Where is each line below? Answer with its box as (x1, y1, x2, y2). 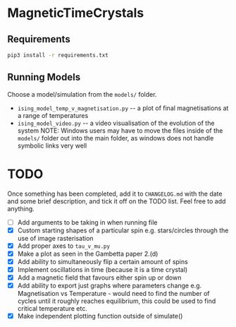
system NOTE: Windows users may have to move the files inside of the (17, 126, 223, 135)
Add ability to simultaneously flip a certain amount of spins (17, 257, 188, 266)
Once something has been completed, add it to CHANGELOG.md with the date (7, 189, 223, 198)
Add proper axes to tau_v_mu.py (17, 242, 111, 250)
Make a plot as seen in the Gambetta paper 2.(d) (17, 249, 159, 258)
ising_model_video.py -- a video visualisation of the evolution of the (17, 119, 215, 127)
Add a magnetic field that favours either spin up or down (17, 273, 182, 282)
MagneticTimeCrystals (7, 5, 144, 21)
